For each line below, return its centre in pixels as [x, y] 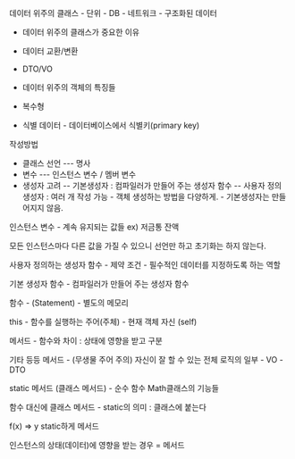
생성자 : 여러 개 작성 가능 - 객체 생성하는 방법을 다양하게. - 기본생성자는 [146, 196]
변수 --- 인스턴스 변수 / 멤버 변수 [79, 174]
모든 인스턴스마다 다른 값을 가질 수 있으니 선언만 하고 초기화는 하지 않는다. [138, 246]
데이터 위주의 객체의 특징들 [69, 87]
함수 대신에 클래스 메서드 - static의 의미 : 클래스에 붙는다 [108, 407]
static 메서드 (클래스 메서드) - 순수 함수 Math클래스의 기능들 [114, 388]
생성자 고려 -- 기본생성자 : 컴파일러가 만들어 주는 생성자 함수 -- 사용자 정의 [152, 185]
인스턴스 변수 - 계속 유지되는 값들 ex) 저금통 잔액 [94, 227]
